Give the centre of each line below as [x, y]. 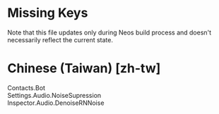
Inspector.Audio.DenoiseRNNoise [56, 103]
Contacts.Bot [26, 88]
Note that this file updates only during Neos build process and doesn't [109, 32]
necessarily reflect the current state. [60, 39]
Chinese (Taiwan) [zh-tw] [84, 69]
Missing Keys [48, 13]
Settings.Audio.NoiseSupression [54, 95]
